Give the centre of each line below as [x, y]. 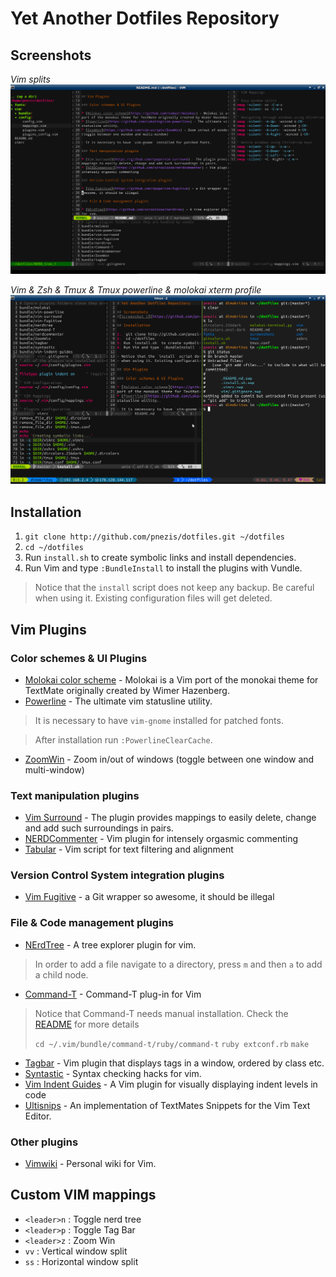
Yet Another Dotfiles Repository [145, 18]
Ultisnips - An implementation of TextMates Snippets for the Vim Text [167, 1105]
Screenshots [51, 55]
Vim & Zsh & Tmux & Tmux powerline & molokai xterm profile [136, 289]
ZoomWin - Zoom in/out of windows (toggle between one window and [169, 759]
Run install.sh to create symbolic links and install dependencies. [160, 558]
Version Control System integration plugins [117, 875]
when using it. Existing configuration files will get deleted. [153, 598]
